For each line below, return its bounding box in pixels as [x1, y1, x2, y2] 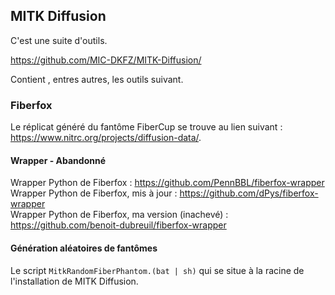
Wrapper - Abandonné [10, 154, 106, 166]
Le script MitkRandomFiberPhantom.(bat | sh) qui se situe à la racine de [10, 264, 305, 276]
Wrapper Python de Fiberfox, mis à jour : [10, 187, 178, 199]
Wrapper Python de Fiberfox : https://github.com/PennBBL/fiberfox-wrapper [10, 177, 325, 189]
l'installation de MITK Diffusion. [10, 275, 139, 287]
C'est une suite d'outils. [10, 34, 108, 46]
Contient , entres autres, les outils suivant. [10, 73, 184, 85]
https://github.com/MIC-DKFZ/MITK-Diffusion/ [10, 54, 202, 66]
